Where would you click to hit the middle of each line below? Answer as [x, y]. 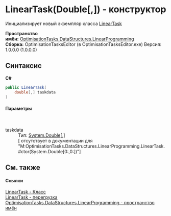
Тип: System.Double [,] [42, 135]
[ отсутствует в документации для [55, 140]
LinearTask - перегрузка [31, 197]
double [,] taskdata [35, 92]
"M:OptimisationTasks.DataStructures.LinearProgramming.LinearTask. [91, 146]
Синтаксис [23, 66]
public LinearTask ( [26, 87]
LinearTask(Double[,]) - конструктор [86, 9]
